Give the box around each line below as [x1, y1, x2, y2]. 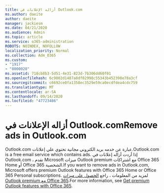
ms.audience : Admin [5, 30, 45, 35]
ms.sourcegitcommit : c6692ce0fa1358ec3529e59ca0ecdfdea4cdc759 [5, 80, 138, 85]
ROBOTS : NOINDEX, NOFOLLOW [5, 44, 61, 49]
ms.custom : [5, 57, 28, 62]
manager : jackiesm [5, 21, 43, 26]
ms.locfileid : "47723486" [5, 99, 58, 104]
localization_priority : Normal [5, 48, 69, 53]
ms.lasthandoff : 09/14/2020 [5, 94, 63, 99]
